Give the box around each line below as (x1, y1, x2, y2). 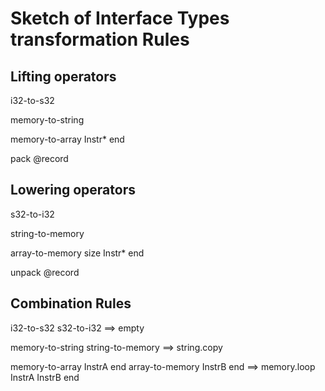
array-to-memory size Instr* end (10, 247, 145, 259)
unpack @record (10, 266, 80, 278)
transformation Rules (10, 28, 190, 51)
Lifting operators (10, 68, 117, 85)
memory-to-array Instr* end (10, 133, 125, 145)
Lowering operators (10, 182, 136, 199)
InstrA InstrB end (10, 371, 80, 383)
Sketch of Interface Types (10, 7, 230, 30)
